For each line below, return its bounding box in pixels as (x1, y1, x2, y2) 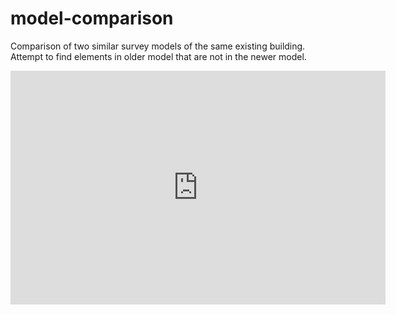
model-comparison (10, 7, 174, 30)
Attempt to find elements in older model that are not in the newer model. (10, 50, 307, 62)
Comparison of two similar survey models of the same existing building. (10, 40, 306, 52)
